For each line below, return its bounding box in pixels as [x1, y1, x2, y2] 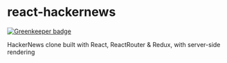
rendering [7, 48, 35, 56]
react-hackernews [7, 4, 116, 20]
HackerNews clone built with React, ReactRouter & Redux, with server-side [7, 40, 221, 48]
